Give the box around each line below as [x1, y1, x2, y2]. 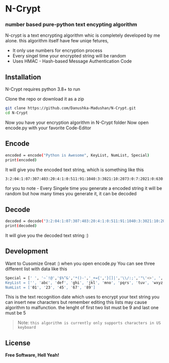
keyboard [17, 325, 36, 330]
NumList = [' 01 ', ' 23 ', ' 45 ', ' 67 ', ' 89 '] [5, 285, 96, 290]
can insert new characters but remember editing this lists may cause [5, 299, 147, 305]
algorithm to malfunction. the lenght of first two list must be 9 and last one [5, 305, 159, 311]
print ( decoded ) [5, 224, 37, 229]
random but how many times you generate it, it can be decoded [5, 191, 137, 197]
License [5, 338, 31, 347]
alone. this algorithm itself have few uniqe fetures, [5, 38, 109, 44]
